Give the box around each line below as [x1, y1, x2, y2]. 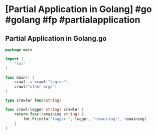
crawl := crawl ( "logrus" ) [14, 79, 69, 85]
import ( [5, 56, 24, 61]
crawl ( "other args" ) [14, 84, 57, 89]
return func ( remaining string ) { [14, 111, 84, 116]
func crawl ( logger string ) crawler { [5, 107, 84, 112]
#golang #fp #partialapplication [5, 14, 140, 26]
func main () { [5, 75, 35, 80]
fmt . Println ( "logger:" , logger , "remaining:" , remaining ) [23, 116, 147, 121]
